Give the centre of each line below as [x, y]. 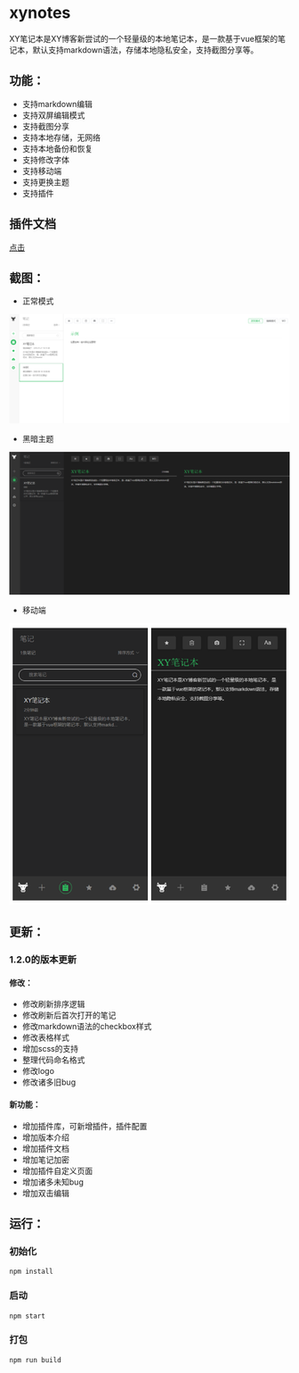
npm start [28, 1316]
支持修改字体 [45, 160]
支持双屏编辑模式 [53, 115]
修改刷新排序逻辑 [53, 1004]
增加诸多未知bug [53, 1182]
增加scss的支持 [50, 1049]
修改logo [38, 1071]
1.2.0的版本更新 [43, 960]
